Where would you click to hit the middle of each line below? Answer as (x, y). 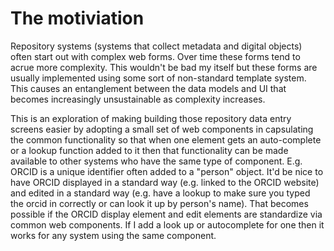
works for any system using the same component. (113, 235)
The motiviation (77, 18)
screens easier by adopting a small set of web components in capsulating (162, 129)
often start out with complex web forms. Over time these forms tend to (155, 56)
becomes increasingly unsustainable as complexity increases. (138, 99)
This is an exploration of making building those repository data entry (151, 118)
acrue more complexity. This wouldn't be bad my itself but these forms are (164, 67)
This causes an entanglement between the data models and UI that (148, 88)
